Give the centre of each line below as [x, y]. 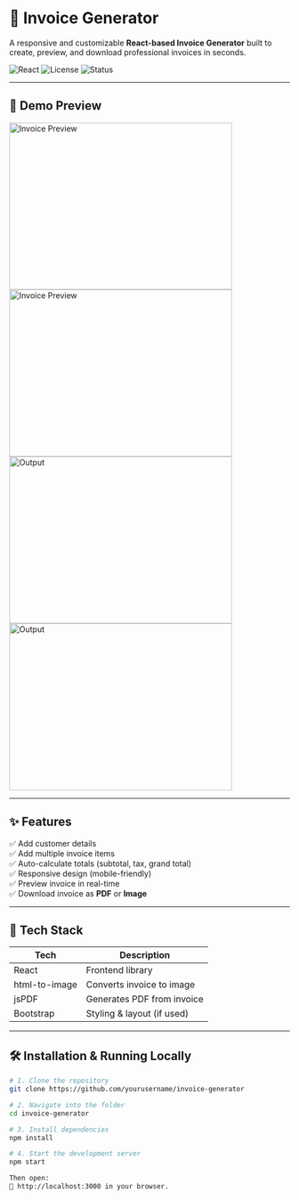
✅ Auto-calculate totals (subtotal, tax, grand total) [101, 864]
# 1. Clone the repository [59, 1081]
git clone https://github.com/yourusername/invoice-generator [127, 1090]
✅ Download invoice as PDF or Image [78, 893]
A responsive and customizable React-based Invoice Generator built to [141, 43]
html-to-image [46, 985]
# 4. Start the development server [75, 1154]
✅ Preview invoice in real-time [65, 883]
